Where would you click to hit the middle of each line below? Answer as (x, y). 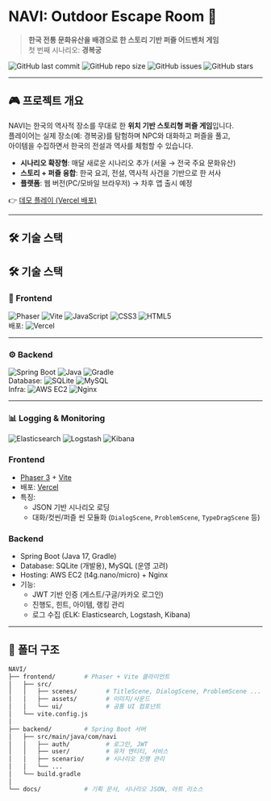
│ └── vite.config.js (48, 714)
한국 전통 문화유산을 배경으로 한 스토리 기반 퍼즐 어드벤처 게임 (123, 40)
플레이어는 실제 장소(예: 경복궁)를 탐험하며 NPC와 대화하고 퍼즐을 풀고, (120, 136)
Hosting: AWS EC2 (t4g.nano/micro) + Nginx (94, 575)
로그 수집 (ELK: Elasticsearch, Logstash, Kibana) (111, 615)
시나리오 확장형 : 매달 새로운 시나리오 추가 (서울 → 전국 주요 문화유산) (128, 163)
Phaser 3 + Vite (46, 477)
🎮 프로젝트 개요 (46, 101)
